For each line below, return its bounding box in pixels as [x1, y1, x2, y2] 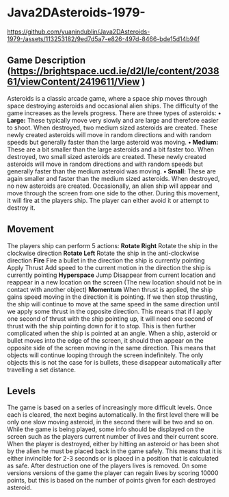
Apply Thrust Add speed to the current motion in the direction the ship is [7, 263, 211, 271]
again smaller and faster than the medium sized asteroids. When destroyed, [7, 174, 220, 182]
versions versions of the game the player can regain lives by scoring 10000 [7, 469, 219, 477]
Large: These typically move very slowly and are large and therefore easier [7, 116, 219, 124]
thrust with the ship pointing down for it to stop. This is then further [7, 322, 196, 330]
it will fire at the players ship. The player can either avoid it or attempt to [7, 196, 210, 204]
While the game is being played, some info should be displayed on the [7, 425, 204, 433]
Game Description [7, 55, 86, 66]
